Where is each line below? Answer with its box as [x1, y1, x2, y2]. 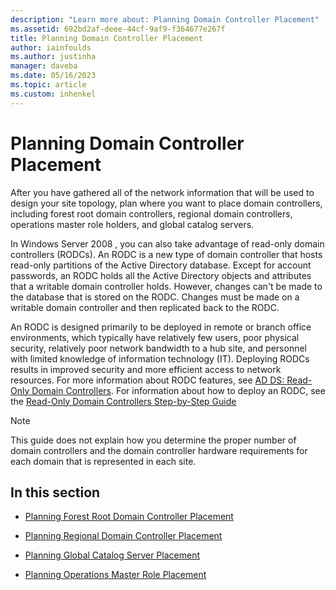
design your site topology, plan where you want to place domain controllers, [10, 197, 323, 209]
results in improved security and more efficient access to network [10, 363, 282, 375]
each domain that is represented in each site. [10, 455, 197, 467]
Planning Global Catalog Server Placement [24, 549, 200, 561]
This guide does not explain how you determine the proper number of [10, 434, 297, 446]
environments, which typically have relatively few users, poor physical [10, 331, 300, 343]
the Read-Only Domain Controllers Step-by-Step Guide [10, 395, 237, 407]
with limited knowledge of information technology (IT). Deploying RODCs [10, 352, 310, 365]
